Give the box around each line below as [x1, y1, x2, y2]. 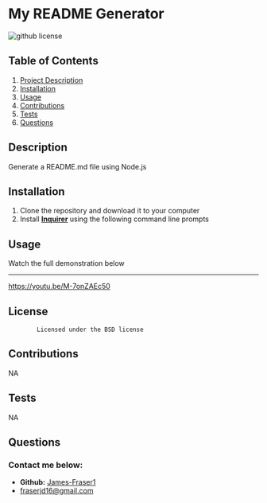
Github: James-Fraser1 [19, 478, 96, 487]
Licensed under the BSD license [37, 326, 145, 333]
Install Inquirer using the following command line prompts [19, 214, 209, 224]
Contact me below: [8, 459, 83, 470]
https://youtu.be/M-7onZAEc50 [8, 282, 111, 291]
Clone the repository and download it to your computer [19, 206, 200, 216]
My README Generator [8, 5, 164, 23]
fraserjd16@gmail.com [19, 486, 94, 496]
